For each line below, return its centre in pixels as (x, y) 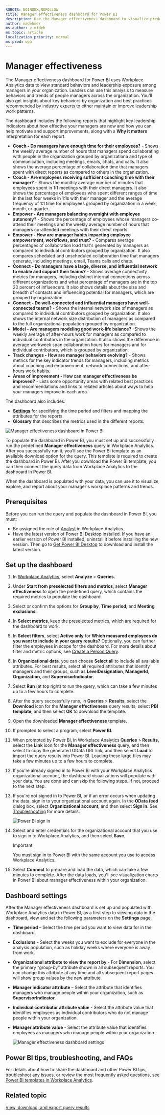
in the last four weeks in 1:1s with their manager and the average (77, 198)
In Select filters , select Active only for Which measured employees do (85, 636)
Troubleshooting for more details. (46, 812)
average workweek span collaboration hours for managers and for (79, 345)
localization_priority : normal (37, 37)
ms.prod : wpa (19, 42)
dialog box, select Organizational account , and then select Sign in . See (85, 806)
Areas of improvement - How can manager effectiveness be (75, 376)
